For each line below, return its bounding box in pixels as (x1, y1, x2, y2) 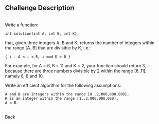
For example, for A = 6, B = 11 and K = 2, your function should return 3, (5, 62, 146, 68)
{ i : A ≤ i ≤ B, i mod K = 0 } (5, 54, 71, 59)
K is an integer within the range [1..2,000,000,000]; (5, 96, 119, 101)
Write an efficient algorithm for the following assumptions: (5, 82, 122, 88)
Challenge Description (5, 4, 74, 12)
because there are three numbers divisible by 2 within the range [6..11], (5, 68, 147, 74)
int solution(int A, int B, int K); (5, 31, 79, 36)
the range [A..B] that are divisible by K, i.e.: (5, 45, 91, 50)
